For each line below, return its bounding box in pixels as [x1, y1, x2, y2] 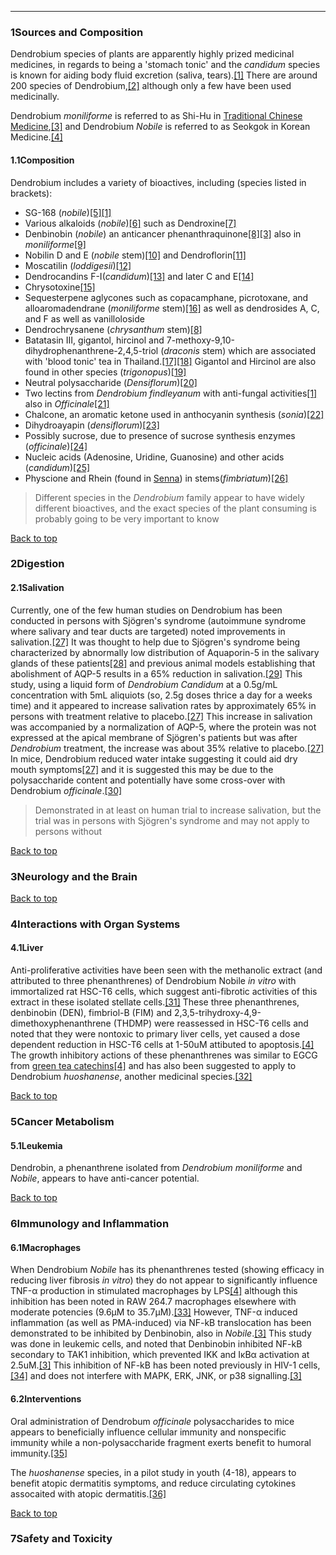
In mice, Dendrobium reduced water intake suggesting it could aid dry [10, 752, 298, 765]
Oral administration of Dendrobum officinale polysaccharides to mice [10, 1415, 295, 1427]
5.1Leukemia [10, 1139, 63, 1151]
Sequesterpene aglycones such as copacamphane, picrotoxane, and [24, 291, 309, 303]
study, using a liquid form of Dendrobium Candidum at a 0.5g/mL [10, 678, 278, 690]
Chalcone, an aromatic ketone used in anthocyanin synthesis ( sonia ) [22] [24, 408, 325, 420]
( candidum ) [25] [24, 461, 91, 473]
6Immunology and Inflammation [10, 1217, 170, 1231]
